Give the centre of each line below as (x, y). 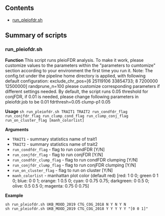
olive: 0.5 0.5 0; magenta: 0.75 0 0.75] (51, 186)
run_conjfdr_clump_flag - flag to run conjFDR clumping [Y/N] (74, 165)
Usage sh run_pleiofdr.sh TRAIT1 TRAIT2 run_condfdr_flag (66, 111)
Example (14, 195)
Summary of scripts (36, 36)
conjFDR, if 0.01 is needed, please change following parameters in (72, 96)
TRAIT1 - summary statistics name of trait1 (55, 139)
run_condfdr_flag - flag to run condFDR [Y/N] (58, 149)
